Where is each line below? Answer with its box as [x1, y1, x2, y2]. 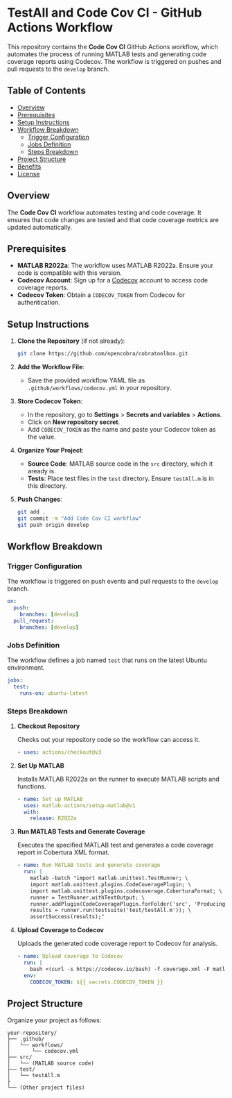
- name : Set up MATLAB [17, 795, 83, 802]
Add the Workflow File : [17, 363, 85, 371]
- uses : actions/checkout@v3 [17, 748, 102, 756]
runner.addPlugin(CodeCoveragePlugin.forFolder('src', [30, 900, 192, 907]
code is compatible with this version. [17, 269, 123, 277]
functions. [17, 782, 46, 791]
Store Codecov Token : [17, 397, 83, 405]
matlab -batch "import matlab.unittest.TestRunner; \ [30, 875, 188, 882]
